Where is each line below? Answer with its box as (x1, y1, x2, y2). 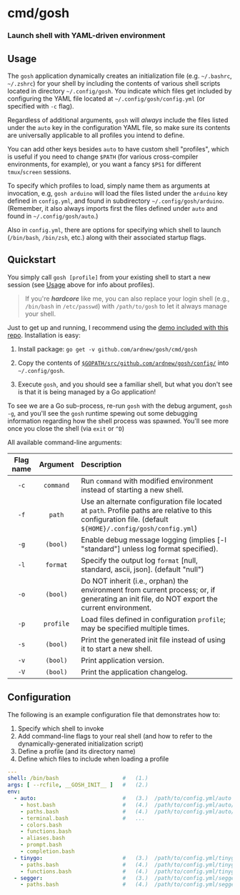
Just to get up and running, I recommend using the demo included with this (7, 323, 229, 331)
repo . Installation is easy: (7, 331, 81, 339)
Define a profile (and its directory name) (17, 746, 136, 755)
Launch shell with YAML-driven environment (7, 31, 166, 41)
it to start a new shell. (81, 644, 153, 654)
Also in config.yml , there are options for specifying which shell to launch (7, 225, 221, 234)
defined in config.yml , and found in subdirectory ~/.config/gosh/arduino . (7, 196, 224, 205)
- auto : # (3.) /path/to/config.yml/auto (14, 795, 232, 802)
